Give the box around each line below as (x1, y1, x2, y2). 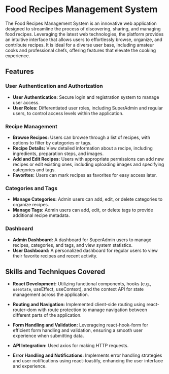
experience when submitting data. (12, 333, 84, 339)
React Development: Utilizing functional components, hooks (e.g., (12, 281, 152, 287)
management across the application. (12, 291, 89, 297)
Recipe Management (5, 123, 57, 130)
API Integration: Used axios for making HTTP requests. (12, 343, 129, 349)
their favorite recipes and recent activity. (12, 252, 98, 259)
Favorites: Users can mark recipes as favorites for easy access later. (12, 172, 157, 178)
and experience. (12, 363, 47, 369)
